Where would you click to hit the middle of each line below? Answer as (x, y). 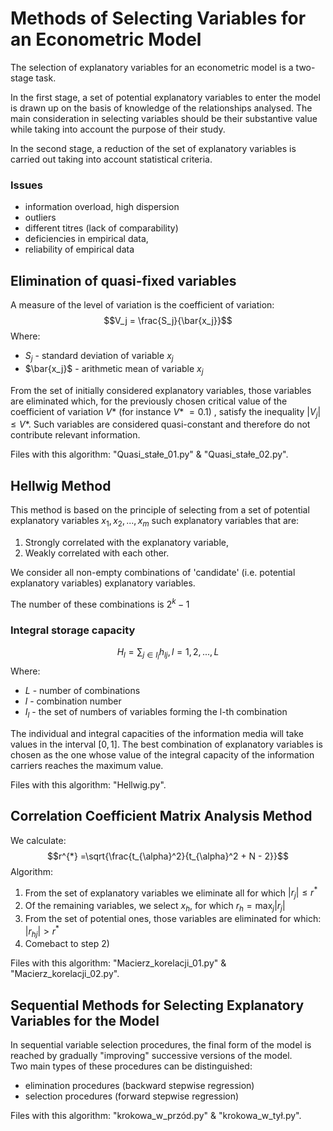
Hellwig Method (61, 485)
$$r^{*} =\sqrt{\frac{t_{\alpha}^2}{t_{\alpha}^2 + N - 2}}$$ (168, 856)
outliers (40, 218)
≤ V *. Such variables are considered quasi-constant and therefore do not (160, 424)
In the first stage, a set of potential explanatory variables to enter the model (165, 97)
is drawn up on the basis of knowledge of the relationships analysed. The (161, 108)
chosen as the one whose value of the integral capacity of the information (162, 754)
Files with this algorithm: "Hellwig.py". (88, 784)
